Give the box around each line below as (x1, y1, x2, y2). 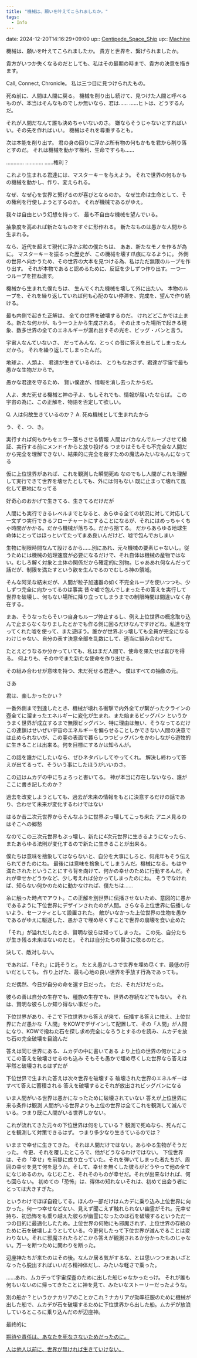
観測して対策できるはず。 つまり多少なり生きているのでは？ (16, 1129, 161, 1136)
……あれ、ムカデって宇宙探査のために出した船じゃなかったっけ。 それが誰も (6, 1274, 191, 1281)
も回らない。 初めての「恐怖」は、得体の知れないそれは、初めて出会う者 (6, 1178, 182, 1185)
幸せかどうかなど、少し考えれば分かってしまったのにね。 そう (16, 874, 166, 882)
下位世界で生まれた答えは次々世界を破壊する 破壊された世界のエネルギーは (6, 1075, 188, 1082)
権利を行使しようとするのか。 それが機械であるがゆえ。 (11, 199, 147, 206)
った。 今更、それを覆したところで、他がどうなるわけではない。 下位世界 (6, 1149, 184, 1156)
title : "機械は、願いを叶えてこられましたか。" (6, 8, 108, 15)
